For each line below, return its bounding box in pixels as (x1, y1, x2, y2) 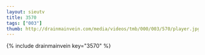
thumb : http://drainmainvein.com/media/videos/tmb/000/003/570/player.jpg (6, 25, 201, 32)
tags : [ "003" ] (6, 20, 43, 26)
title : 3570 (6, 15, 37, 21)
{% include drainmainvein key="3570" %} (6, 42, 111, 50)
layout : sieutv (6, 8, 45, 15)
